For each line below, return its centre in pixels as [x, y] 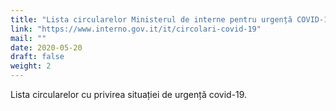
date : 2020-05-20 [46, 47]
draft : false [37, 57]
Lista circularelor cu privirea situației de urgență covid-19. [129, 94]
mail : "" [28, 38]
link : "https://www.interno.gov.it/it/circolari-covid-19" [136, 29]
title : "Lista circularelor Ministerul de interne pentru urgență [151, 19]
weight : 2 [31, 66]
